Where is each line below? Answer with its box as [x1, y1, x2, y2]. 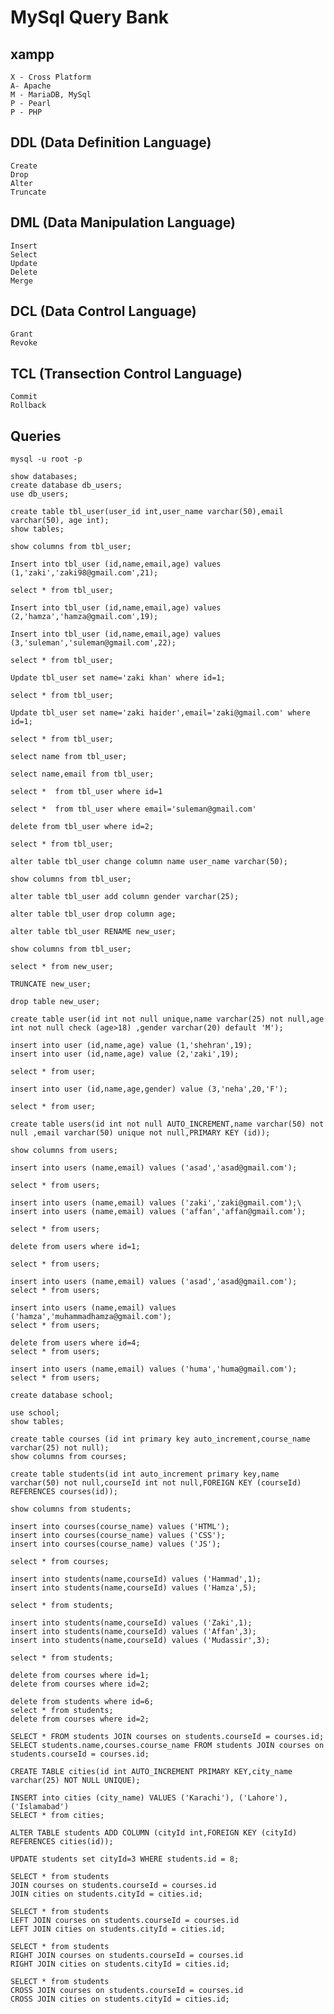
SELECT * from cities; [10, 1811, 105, 1821]
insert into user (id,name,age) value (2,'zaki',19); [10, 1049, 240, 1060]
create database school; [10, 1391, 114, 1401]
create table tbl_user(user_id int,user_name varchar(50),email [10, 507, 284, 517]
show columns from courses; [10, 1452, 128, 1462]
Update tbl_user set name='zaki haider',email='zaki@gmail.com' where [10, 708, 311, 718]
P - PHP [10, 107, 43, 117]
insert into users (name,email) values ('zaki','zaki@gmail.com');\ [10, 1198, 302, 1208]
